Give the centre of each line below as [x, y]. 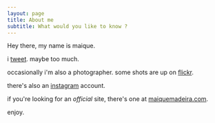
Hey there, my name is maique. [51, 46]
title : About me [30, 20]
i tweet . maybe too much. [43, 59]
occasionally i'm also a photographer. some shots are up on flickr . [101, 72]
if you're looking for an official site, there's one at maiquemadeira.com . [108, 99]
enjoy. [16, 112]
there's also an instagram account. [56, 86]
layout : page [26, 13]
